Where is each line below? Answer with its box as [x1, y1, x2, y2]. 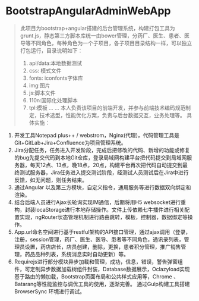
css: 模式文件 [29, 67, 62, 74]
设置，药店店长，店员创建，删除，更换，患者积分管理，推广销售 [24, 243, 181, 250]
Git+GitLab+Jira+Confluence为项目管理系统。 [14, 139, 127, 146]
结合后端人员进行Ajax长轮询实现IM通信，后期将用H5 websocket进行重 [14, 198, 187, 206]
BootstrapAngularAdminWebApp [5, 4, 171, 18]
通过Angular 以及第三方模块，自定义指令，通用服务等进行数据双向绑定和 [14, 183, 191, 191]
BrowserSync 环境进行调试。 [14, 287, 86, 295]
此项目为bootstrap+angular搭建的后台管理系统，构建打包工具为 [20, 24, 176, 32]
